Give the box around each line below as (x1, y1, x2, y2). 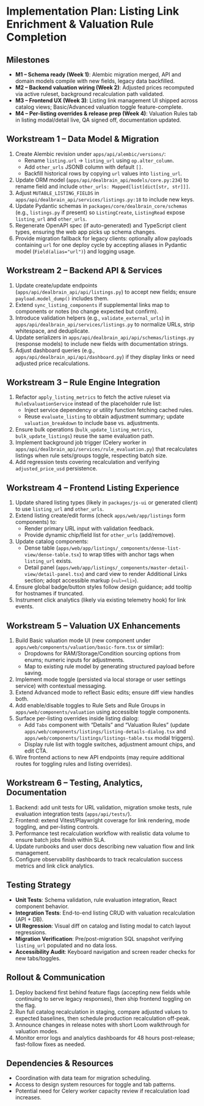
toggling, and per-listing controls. (15, 823, 100, 830)
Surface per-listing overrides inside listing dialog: (15, 715, 139, 722)
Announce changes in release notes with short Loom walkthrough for (15, 1021, 189, 1028)
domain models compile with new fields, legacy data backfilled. (15, 78, 175, 84)
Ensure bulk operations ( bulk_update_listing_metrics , (15, 426, 153, 433)
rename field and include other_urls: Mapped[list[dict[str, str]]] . (15, 182, 191, 190)
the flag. (15, 1001, 37, 1009)
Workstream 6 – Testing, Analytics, (6, 778, 143, 788)
